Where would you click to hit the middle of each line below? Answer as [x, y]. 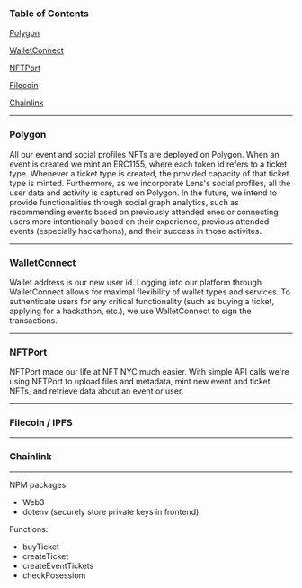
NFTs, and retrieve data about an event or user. [97, 391]
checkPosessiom [54, 575]
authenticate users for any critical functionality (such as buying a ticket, [142, 301]
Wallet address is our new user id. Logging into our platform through [136, 282]
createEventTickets [58, 565]
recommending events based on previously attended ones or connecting [144, 212]
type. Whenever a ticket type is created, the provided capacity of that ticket [149, 173]
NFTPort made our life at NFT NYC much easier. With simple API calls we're [149, 372]
